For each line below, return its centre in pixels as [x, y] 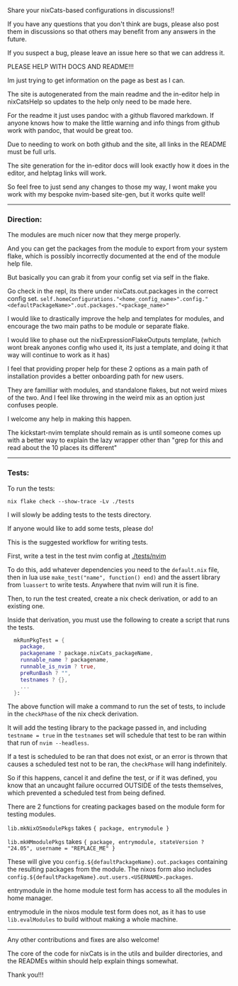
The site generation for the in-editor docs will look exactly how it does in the [118, 165]
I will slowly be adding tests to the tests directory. [79, 515]
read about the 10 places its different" [62, 448]
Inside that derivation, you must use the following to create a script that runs [119, 620]
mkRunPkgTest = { [39, 640]
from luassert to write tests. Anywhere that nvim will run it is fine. [103, 584]
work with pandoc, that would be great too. [70, 130]
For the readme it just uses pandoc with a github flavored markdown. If [111, 115]
